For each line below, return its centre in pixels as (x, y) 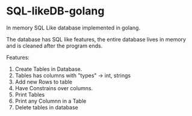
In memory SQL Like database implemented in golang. (73, 28)
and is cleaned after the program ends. (54, 46)
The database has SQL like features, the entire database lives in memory (96, 39)
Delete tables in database (46, 107)
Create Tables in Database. (48, 69)
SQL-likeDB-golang (55, 11)
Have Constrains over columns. (54, 88)
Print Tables (30, 94)
